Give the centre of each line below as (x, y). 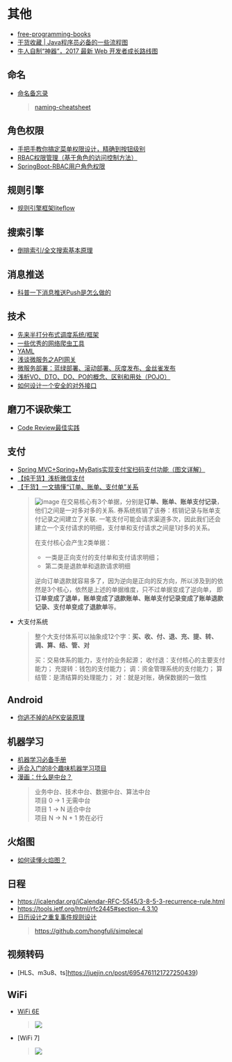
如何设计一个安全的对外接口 (57, 385)
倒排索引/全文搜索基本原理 (55, 251)
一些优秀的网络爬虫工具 (51, 343)
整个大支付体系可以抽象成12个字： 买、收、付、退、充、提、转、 (126, 637)
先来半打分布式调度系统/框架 (58, 334)
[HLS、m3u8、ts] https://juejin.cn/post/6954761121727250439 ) (107, 972)
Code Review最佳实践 (48, 427)
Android (25, 700)
